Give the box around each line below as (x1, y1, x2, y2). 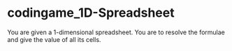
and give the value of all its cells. (7, 35, 101, 43)
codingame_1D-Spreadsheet (7, 5, 175, 21)
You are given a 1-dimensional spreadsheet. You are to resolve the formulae (7, 28, 226, 36)
